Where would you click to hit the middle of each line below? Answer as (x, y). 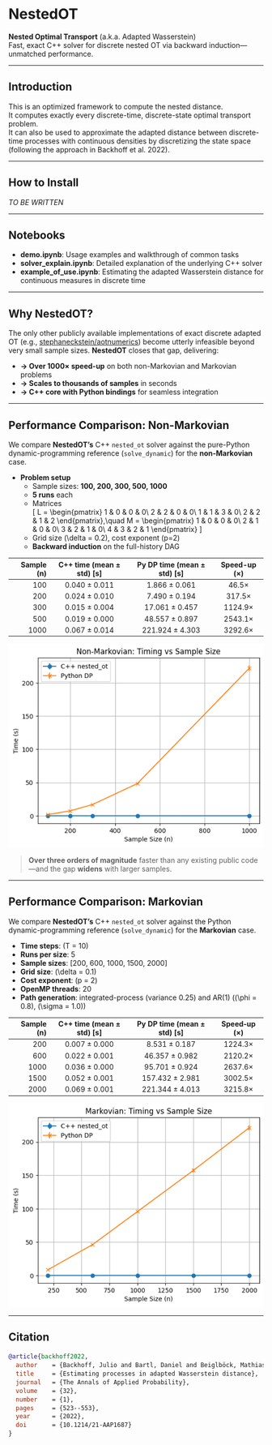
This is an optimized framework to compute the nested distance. (116, 106)
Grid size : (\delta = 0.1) (58, 971)
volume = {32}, (47, 1391)
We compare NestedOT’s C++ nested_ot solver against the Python (120, 921)
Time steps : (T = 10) (54, 945)
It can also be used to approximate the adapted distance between (118, 132)
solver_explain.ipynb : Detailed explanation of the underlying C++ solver (141, 264)
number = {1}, (45, 1400)
